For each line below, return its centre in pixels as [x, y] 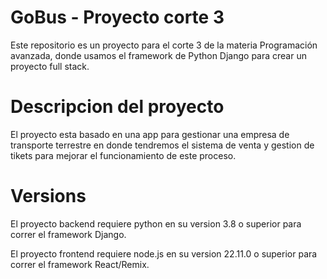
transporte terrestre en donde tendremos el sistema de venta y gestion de [162, 145]
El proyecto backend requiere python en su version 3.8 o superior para [156, 223]
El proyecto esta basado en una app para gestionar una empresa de [150, 134]
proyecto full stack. [50, 66]
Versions [48, 196]
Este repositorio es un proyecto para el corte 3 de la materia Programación [164, 45]
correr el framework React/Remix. [80, 264]
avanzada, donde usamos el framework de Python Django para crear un [158, 55]
